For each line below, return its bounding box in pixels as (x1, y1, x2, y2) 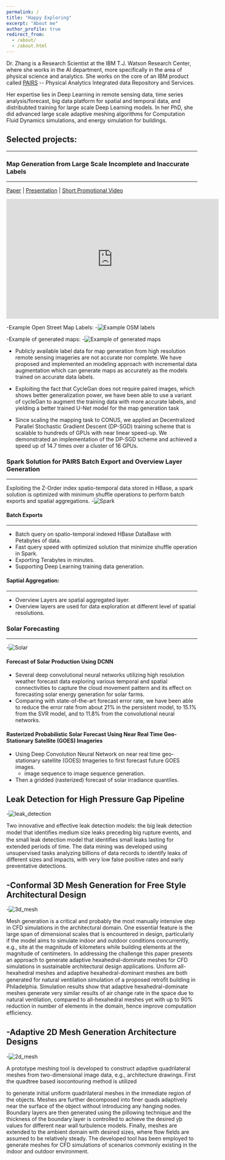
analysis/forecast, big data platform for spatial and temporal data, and (6, 97, 181, 104)
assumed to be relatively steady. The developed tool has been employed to (6, 1134, 194, 1142)
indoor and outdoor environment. (6, 1147, 89, 1155)
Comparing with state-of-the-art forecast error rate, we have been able (15, 697, 193, 705)
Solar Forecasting (6, 624, 59, 633)
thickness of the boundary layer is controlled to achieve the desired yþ (6, 1115, 183, 1122)
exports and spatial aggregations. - (6, 497, 94, 505)
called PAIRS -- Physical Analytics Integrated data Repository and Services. (6, 79, 195, 86)
